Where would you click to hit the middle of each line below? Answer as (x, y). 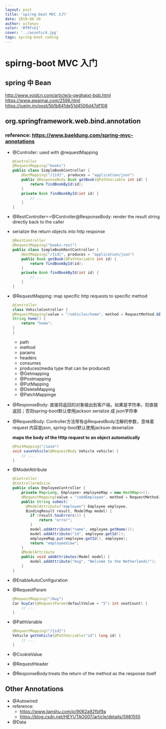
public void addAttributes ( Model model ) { (66, 557)
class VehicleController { (40, 309)
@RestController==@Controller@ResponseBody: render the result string (86, 217)
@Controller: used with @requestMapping (55, 152)
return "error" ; (56, 520)
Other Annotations (34, 689)
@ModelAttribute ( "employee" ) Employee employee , (77, 506)
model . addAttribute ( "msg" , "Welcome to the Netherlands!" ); (93, 561)
